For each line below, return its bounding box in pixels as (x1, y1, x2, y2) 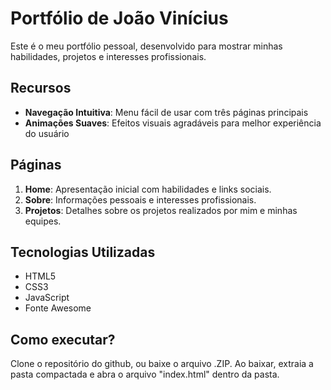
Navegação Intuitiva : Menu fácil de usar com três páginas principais (24, 106, 309, 118)
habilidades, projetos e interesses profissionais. (10, 50, 207, 62)
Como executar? (10, 331, 116, 348)
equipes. (24, 215, 62, 227)
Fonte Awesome (24, 302, 92, 314)
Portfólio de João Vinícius (10, 7, 229, 30)
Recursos (10, 80, 72, 97)
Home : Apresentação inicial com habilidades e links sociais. (24, 183, 272, 195)
